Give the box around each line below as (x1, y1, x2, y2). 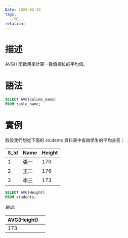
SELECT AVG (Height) (5, 190, 45, 195)
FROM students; (5, 194, 37, 199)
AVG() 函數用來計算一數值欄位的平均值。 (5, 61, 88, 67)
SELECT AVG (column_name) (5, 97, 56, 102)
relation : (5, 21, 26, 26)
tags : (5, 12, 16, 17)
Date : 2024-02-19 (5, 7, 41, 12)
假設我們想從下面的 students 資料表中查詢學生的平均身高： (5, 137, 125, 143)
